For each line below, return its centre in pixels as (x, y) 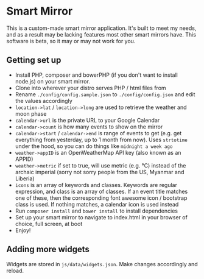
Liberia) (25, 178)
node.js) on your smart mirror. (52, 81)
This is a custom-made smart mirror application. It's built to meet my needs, (101, 28)
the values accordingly (44, 101)
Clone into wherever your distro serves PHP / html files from (90, 88)
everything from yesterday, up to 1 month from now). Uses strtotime (101, 139)
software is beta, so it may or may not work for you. (71, 41)
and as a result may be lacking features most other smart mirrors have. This (101, 34)
